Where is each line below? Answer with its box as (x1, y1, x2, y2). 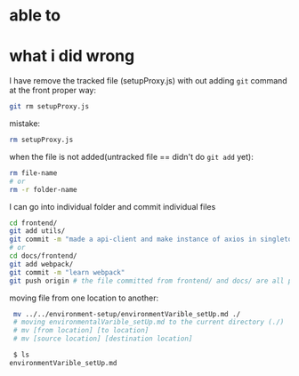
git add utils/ (9, 227, 66, 236)
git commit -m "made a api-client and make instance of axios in (9, 235, 256, 244)
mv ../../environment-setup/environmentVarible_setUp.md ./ (12, 309, 241, 318)
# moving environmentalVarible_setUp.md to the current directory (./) (12, 317, 285, 327)
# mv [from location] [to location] (12, 326, 149, 335)
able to (9, 5, 61, 26)
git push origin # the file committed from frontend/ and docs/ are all (9, 276, 285, 285)
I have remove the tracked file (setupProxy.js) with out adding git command (9, 76, 287, 86)
